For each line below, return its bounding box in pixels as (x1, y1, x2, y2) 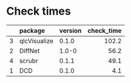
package (19, 26, 45, 35)
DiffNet (19, 46, 40, 55)
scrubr (19, 56, 38, 65)
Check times (6, 4, 71, 18)
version (59, 26, 82, 35)
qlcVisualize (19, 37, 53, 45)
